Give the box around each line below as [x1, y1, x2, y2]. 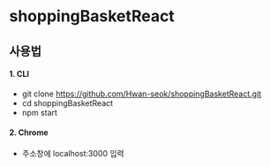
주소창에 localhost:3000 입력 [21, 148, 124, 158]
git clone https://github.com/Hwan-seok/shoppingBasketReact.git [21, 88, 262, 99]
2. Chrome [9, 127, 49, 138]
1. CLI [9, 69, 29, 80]
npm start [21, 107, 57, 118]
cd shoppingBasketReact [21, 97, 113, 108]
